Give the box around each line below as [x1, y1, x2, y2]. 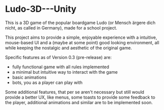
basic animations [12, 74, 47, 80]
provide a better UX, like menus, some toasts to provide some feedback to [5, 94, 156, 100]
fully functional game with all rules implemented [12, 64, 109, 70]
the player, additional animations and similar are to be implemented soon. [5, 99, 153, 105]
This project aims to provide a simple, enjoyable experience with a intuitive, [5, 34, 157, 40]
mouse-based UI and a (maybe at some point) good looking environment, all [5, 39, 160, 45]
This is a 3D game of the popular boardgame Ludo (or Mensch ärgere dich [5, 20, 156, 26]
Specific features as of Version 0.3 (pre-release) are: [5, 54, 112, 60]
